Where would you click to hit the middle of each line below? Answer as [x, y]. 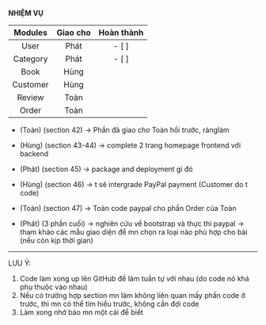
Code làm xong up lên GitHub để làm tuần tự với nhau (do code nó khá [134, 279]
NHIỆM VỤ [26, 13]
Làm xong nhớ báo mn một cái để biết [82, 312]
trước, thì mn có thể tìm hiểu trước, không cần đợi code [109, 304]
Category [30, 59]
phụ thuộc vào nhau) [54, 287]
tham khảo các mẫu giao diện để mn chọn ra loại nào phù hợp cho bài [133, 232]
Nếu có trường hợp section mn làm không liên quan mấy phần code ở [132, 295]
